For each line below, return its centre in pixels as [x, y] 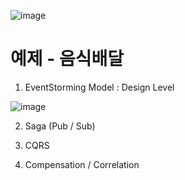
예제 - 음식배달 [67, 59]
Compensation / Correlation [82, 164]
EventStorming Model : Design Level [99, 87]
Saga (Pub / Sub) [60, 126]
